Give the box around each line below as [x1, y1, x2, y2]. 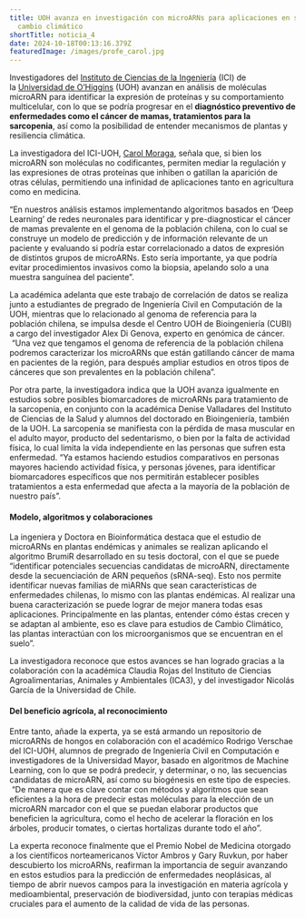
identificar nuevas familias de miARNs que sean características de [9, 580, 257, 591]
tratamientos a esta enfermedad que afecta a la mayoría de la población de [9, 481, 290, 492]
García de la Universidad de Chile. [9, 684, 137, 696]
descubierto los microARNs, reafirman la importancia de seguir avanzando [9, 859, 289, 870]
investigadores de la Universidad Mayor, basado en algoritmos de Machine [9, 754, 289, 765]
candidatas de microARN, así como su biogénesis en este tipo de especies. [9, 774, 291, 785]
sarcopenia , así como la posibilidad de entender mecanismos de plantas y [9, 120, 288, 132]
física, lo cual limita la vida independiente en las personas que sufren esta [9, 442, 286, 453]
